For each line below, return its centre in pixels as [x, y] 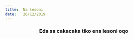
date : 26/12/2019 [25, 14]
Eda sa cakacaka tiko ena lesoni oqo [84, 31]
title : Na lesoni [24, 10]
